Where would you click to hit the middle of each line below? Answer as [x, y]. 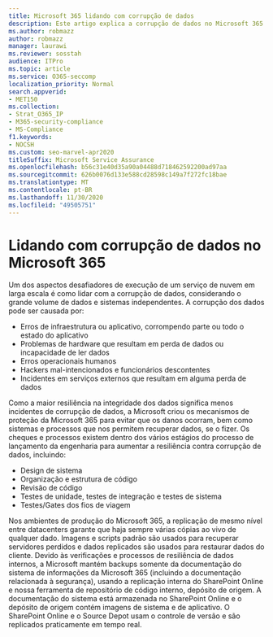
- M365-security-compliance [56, 122]
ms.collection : [34, 107]
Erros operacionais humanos [68, 361]
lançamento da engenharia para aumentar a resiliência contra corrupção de [135, 446]
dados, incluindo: [37, 455]
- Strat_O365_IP [36, 115]
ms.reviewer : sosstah [45, 54]
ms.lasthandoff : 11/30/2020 [56, 197]
